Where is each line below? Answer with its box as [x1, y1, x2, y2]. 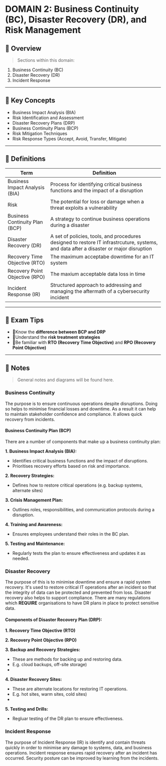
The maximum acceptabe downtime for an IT [50, 253, 155, 260]
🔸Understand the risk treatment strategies [12, 334, 100, 340]
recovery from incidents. [5, 416, 55, 422]
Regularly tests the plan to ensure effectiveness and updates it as [12, 550, 146, 556]
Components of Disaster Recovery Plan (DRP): [5, 617, 102, 623]
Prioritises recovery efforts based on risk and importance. [12, 463, 130, 469]
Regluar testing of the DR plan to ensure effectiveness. [12, 716, 124, 721]
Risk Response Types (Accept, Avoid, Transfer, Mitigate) [12, 135, 127, 141]
